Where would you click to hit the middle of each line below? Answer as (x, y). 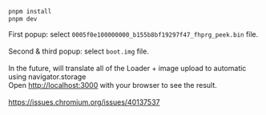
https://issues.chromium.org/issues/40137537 (84, 102)
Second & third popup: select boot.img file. (79, 51)
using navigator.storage (47, 77)
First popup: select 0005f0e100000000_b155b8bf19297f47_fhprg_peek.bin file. (133, 34)
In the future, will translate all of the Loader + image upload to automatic (127, 68)
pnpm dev (23, 19)
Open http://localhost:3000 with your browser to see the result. (113, 85)
